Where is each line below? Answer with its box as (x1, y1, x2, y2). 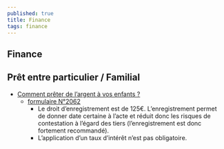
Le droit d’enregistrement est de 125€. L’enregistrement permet (37, 104, 217, 113)
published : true (7, 10, 54, 17)
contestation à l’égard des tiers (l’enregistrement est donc (37, 119, 202, 127)
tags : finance (7, 23, 48, 30)
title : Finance (7, 16, 51, 23)
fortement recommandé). (37, 126, 109, 135)
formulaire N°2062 (27, 97, 81, 105)
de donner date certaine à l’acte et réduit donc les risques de (37, 111, 212, 120)
